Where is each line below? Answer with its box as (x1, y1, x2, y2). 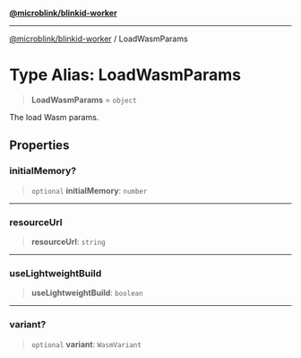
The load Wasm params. (9, 111, 99, 122)
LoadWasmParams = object (30, 94, 137, 105)
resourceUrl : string (30, 236, 106, 247)
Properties (9, 138, 70, 153)
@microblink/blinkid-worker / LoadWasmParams (9, 33, 188, 44)
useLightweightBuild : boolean (30, 287, 143, 299)
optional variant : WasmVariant (30, 338, 142, 349)
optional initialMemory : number (30, 185, 148, 196)
